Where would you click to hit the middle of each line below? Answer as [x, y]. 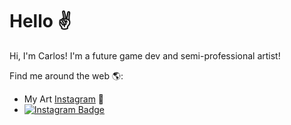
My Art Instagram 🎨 [64, 99]
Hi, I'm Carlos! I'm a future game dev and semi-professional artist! [145, 55]
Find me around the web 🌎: [66, 75]
